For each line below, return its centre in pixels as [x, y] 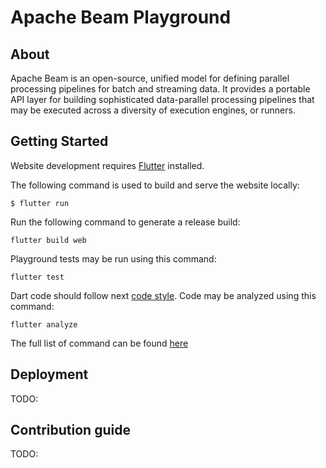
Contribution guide [70, 430]
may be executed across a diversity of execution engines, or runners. [153, 110]
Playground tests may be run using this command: [113, 258]
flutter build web [48, 240]
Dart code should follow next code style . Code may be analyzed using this [163, 295]
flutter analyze [44, 324]
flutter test [37, 277]
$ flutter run [40, 203]
